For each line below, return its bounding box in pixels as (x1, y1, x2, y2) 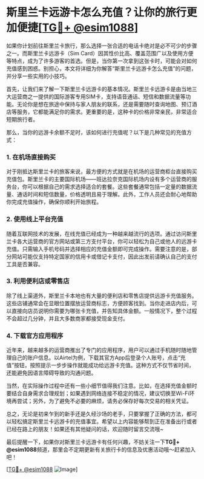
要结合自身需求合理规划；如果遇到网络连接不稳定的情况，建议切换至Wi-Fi (6, 390, 189, 397)
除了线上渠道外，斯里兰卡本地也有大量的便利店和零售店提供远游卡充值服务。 (6, 292, 197, 299)
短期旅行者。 (6, 115, 38, 123)
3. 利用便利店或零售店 (6, 277, 70, 286)
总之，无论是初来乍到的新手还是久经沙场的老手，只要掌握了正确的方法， (6, 410, 186, 418)
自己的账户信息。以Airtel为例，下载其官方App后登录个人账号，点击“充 (11, 354, 186, 362)
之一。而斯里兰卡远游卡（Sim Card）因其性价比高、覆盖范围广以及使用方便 (6, 49, 194, 57)
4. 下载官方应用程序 (6, 331, 64, 340)
